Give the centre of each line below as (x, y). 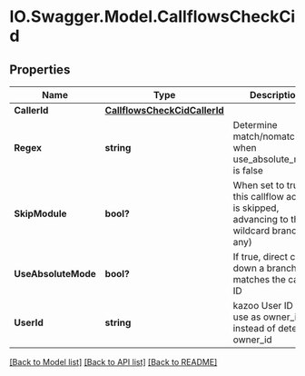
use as (247, 317)
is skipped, (256, 208)
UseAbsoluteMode (55, 274)
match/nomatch (267, 136)
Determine (256, 125)
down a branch (265, 268)
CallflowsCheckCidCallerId (164, 110)
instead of (254, 328)
